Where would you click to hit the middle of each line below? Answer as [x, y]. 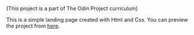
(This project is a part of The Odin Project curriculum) [72, 8]
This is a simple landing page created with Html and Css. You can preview [97, 20]
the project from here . [33, 26]
